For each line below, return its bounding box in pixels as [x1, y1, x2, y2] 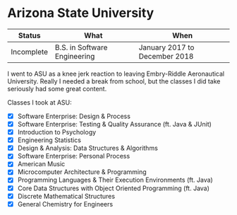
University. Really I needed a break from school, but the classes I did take [7, 76, 221, 86]
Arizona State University [7, 5, 154, 21]
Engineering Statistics [17, 136, 81, 144]
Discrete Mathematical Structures [17, 192, 115, 200]
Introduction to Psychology [17, 128, 97, 136]
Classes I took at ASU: [7, 98, 72, 107]
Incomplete [11, 47, 48, 57]
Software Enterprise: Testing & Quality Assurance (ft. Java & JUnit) [17, 120, 212, 128]
